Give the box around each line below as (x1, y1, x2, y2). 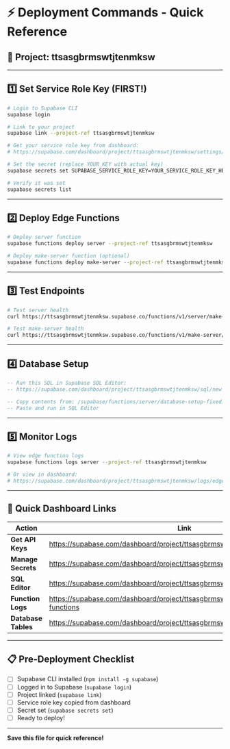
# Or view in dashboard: (7, 471, 78, 479)
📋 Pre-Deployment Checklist (7, 654, 135, 665)
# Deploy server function (7, 233, 81, 241)
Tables (10, 622, 33, 631)
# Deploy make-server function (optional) (7, 253, 130, 259)
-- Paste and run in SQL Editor (7, 405, 99, 411)
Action (15, 523, 38, 533)
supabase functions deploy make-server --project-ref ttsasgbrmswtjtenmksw (7, 259, 228, 266)
